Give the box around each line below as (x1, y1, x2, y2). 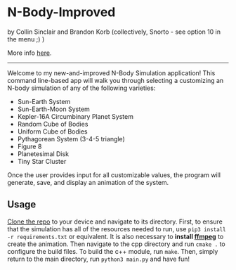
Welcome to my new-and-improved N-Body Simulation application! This (7, 68, 216, 77)
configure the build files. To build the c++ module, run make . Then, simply (7, 247, 218, 255)
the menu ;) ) (7, 34, 45, 43)
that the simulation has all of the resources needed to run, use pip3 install (7, 224, 226, 233)
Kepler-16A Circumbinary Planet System (17, 112, 133, 120)
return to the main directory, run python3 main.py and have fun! (7, 255, 190, 263)
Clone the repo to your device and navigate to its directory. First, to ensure (7, 217, 223, 226)
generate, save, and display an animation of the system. (7, 178, 169, 186)
